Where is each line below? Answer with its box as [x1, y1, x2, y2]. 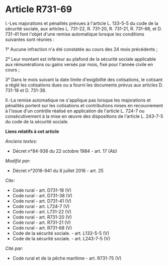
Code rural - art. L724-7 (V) [12, 203, 70, 209]
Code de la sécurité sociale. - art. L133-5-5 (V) [12, 230, 110, 236]
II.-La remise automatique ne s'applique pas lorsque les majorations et [5, 97, 151, 103]
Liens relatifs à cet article [5, 128, 59, 135]
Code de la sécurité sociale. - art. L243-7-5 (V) [12, 235, 111, 241]
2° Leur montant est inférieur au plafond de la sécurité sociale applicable [5, 56, 156, 62]
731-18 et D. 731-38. [5, 87, 47, 93]
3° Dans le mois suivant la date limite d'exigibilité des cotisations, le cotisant [5, 76, 163, 82]
